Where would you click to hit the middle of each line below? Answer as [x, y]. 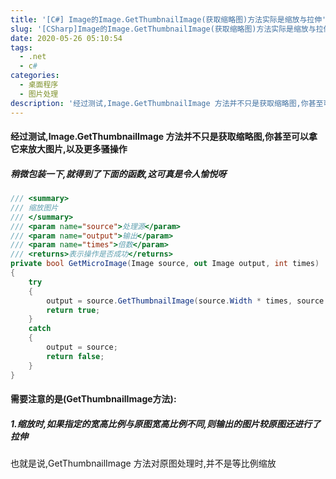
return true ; [73, 310]
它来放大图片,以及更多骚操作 [69, 149]
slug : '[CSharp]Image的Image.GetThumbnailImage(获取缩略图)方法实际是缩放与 [163, 29]
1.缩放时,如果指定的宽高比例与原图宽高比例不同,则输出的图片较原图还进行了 [166, 423]
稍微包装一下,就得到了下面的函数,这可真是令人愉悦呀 [118, 173]
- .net [33, 57]
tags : [21, 47]
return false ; [75, 356]
